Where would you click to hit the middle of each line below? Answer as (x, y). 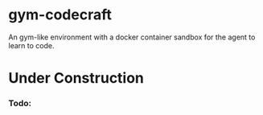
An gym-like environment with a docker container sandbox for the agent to (132, 37)
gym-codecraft (60, 15)
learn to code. (31, 45)
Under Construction (76, 78)
